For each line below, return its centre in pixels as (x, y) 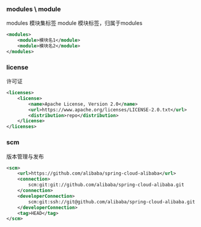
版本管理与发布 (25, 156)
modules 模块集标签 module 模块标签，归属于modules (74, 23)
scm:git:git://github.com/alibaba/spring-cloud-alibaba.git (106, 185)
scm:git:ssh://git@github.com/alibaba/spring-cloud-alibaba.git (112, 202)
